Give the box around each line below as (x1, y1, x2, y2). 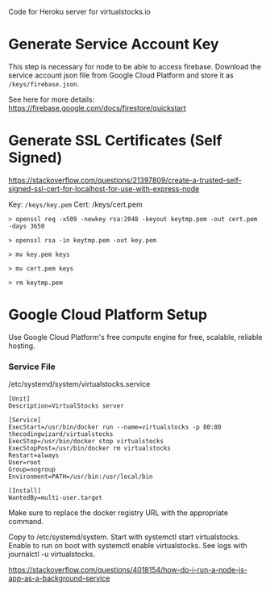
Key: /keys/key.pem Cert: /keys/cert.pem (8, 199, 143, 209)
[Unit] (8, 395, 31, 403)
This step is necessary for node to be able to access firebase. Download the (8, 61, 262, 71)
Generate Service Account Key (8, 36, 219, 53)
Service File (8, 361, 56, 372)
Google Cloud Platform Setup (8, 306, 208, 324)
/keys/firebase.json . (8, 78, 80, 88)
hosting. (8, 341, 35, 350)
